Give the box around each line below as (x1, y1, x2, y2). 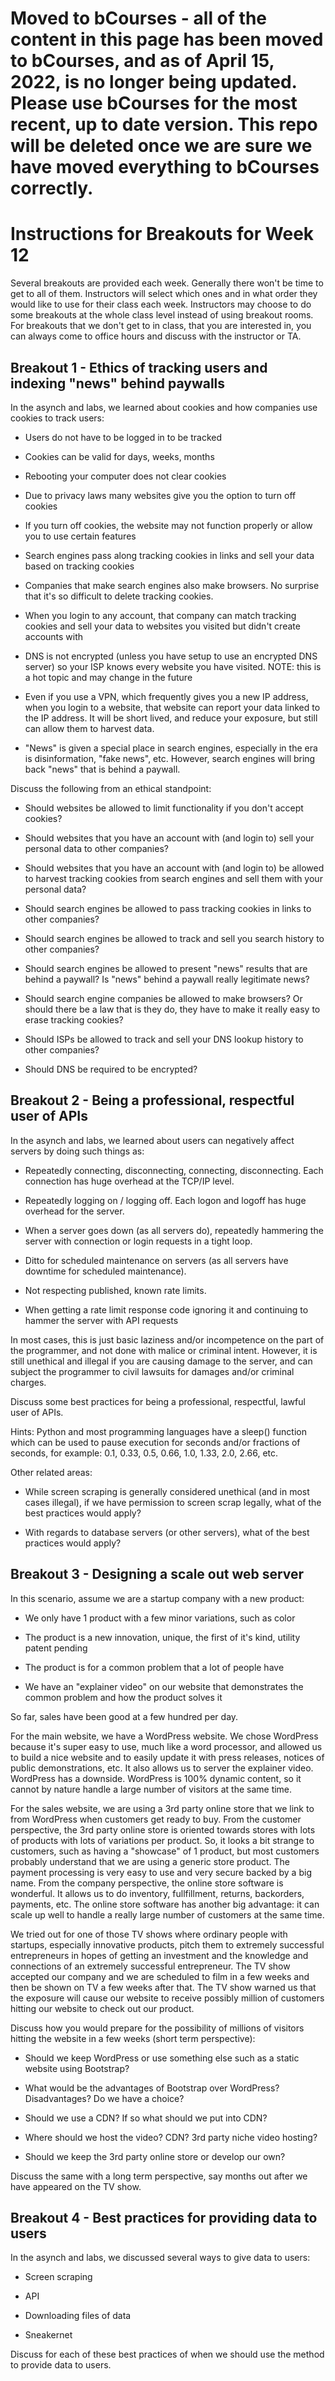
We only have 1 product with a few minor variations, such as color (24, 1612, 296, 1624)
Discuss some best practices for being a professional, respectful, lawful (10, 1395, 306, 1407)
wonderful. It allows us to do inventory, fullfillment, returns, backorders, (10, 1887, 305, 1899)
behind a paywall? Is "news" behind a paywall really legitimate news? (24, 973, 310, 985)
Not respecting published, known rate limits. (24, 1284, 207, 1296)
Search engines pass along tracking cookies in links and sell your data (24, 549, 315, 561)
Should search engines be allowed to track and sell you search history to (24, 932, 325, 944)
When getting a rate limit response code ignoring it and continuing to (24, 1303, 309, 1316)
